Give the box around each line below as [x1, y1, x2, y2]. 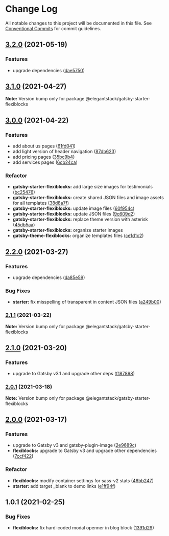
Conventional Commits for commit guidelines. [5, 25, 101, 31]
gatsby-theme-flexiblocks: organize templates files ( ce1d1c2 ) [12, 232, 144, 239]
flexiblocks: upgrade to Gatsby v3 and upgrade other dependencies [12, 447, 157, 454]
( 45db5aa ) [12, 222, 35, 228]
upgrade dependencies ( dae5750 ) [12, 67, 85, 73]
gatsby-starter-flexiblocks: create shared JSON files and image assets [12, 195, 164, 201]
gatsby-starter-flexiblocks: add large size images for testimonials [12, 184, 153, 190]
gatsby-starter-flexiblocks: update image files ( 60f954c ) [12, 205, 135, 211]
